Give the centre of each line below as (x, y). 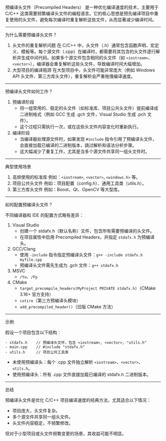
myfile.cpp (31, 260)
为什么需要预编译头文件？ (31, 35)
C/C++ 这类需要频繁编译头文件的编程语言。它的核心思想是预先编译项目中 (80, 13)
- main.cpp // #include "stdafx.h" (45, 347)
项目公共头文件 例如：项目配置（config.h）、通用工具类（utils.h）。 (79, 183)
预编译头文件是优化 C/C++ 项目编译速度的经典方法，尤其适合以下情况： (78, 400)
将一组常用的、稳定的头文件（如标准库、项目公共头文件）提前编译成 (89, 108)
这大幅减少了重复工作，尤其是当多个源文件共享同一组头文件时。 (84, 151)
